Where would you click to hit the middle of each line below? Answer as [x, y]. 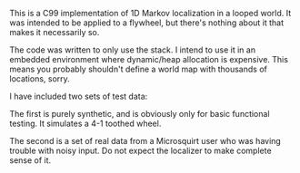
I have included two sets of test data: [79, 96]
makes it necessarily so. [55, 32]
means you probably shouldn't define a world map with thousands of [139, 69]
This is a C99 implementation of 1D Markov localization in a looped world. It [150, 13]
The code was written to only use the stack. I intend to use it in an [133, 50]
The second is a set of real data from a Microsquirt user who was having [145, 141]
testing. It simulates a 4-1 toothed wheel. [85, 123]
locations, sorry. [40, 79]
